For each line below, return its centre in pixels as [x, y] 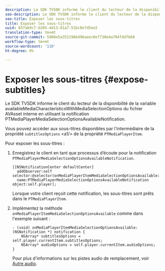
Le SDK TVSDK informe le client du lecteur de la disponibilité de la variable [81, 103]
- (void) [21, 228]
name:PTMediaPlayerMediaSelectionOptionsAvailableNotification [83, 180]
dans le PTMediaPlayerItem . [40, 199]
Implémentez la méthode [37, 208]
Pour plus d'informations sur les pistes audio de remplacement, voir [81, 258]
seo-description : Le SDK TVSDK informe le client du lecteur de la [76, 14]
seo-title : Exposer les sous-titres [42, 19]
